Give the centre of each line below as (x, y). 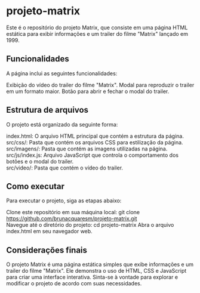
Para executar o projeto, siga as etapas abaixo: (64, 201)
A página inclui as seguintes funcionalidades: (62, 73)
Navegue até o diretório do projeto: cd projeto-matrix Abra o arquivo (90, 225)
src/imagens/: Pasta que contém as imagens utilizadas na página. (87, 149)
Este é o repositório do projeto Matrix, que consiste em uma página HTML (97, 27)
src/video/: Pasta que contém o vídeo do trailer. (65, 168)
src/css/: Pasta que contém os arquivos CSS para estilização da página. (95, 142)
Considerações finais (47, 250)
